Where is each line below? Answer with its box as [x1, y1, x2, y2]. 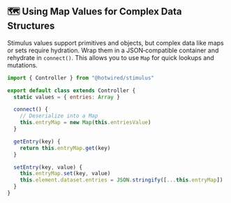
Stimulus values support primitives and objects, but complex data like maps [7, 38, 225, 47]
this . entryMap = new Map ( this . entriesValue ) [20, 119, 151, 126]
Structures [7, 20, 55, 32]
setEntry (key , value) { [13, 163, 82, 171]
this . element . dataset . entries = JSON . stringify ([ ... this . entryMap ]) [20, 176, 223, 183]
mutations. [7, 61, 38, 69]
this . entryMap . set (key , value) [20, 170, 111, 177]
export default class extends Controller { [7, 87, 136, 94]
